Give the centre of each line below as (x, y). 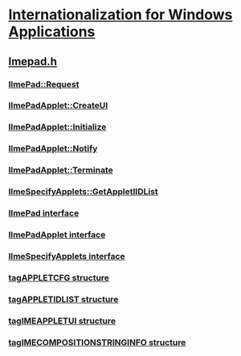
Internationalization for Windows (120, 15)
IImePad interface (44, 213)
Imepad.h (33, 61)
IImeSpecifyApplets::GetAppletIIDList (83, 192)
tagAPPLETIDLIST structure (63, 299)
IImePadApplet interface (57, 234)
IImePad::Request (44, 84)
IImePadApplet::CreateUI (58, 106)
